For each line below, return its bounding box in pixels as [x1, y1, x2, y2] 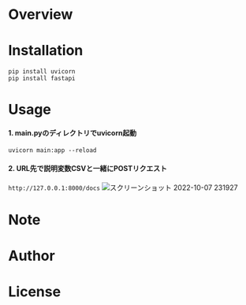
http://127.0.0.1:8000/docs [8, 184, 101, 192]
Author [8, 247, 55, 265]
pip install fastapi [8, 75, 76, 83]
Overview [8, 6, 73, 24]
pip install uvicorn [8, 68, 76, 76]
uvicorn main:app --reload [8, 146, 97, 154]
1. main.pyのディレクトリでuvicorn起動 [8, 128, 136, 137]
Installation [8, 42, 84, 60]
